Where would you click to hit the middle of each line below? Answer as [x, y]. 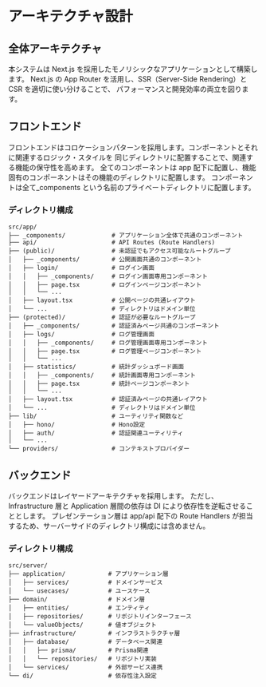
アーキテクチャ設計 [71, 16]
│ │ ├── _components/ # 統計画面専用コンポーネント [102, 375]
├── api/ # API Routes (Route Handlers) [112, 243]
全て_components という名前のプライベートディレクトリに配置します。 [139, 187]
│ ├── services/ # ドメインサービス [86, 583]
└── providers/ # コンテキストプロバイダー [99, 449]
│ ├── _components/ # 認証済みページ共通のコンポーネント [114, 326]
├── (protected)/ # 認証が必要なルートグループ [102, 318]
